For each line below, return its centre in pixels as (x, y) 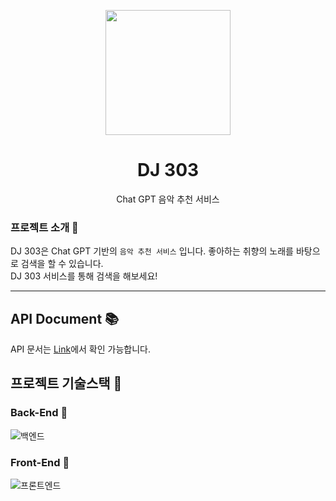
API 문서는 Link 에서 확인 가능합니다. (80, 349)
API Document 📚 (65, 318)
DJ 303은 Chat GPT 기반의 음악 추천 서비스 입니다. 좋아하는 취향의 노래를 (152, 251)
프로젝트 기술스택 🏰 (66, 383)
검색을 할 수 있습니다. (62, 264)
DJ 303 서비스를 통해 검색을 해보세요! (84, 276)
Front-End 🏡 (40, 462)
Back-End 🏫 (39, 413)
